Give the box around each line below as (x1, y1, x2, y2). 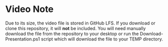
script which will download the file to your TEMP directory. (41, 36, 163, 42)
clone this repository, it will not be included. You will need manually (5, 25, 146, 31)
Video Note (5, 3, 54, 15)
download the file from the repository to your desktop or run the (5, 30, 139, 36)
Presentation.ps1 (5, 36, 40, 42)
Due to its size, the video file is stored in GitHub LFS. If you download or (5, 20, 156, 26)
